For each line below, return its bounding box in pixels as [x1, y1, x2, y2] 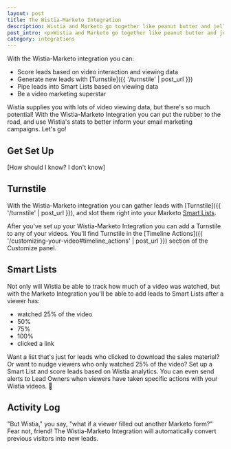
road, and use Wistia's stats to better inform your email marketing [7, 118, 192, 126]
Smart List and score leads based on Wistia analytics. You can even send [7, 367, 214, 375]
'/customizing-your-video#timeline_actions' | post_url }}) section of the [7, 237, 208, 245]
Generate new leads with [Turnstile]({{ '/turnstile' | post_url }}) [16, 75, 193, 83]
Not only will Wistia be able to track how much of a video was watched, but [7, 282, 221, 290]
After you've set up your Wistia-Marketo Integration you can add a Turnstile [7, 221, 221, 230]
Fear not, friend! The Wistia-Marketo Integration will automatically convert [7, 427, 217, 435]
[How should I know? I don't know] [7, 163, 105, 171]
